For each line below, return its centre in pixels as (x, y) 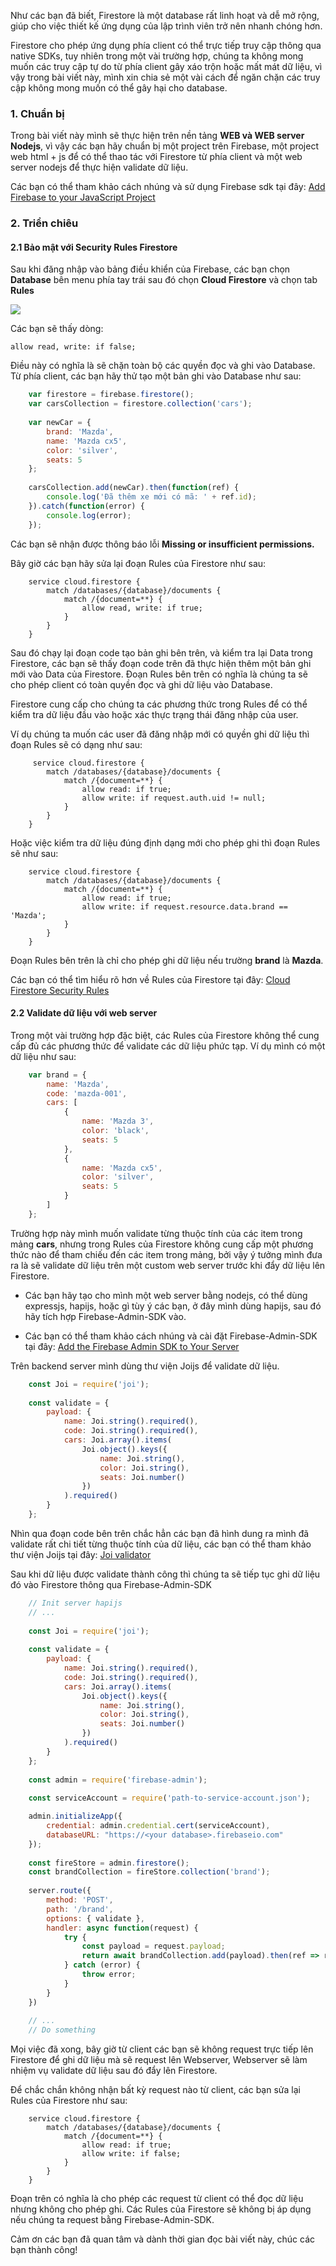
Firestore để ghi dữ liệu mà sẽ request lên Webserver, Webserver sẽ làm (159, 2060)
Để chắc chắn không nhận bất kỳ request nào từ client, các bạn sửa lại (155, 2090)
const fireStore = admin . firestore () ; (109, 1863)
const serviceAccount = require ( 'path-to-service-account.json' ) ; (169, 1798)
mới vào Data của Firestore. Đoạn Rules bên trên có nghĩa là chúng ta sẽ (159, 674)
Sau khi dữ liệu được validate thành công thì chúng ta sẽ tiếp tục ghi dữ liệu (165, 1574)
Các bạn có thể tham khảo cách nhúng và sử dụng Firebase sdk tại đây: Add (168, 187)
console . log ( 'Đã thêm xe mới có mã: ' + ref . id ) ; (151, 497)
